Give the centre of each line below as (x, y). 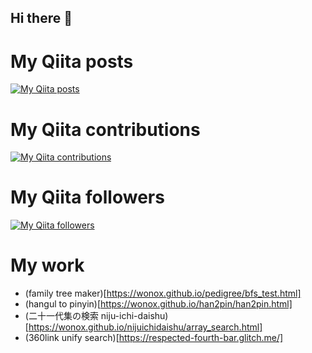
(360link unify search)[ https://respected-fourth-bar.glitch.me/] (154, 338)
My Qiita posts (72, 61)
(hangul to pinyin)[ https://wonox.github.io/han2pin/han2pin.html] (158, 304)
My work (47, 265)
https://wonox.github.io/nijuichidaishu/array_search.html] (145, 327)
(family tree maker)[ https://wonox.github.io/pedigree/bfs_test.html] (163, 293)
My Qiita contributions (105, 129)
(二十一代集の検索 (61, 316)
